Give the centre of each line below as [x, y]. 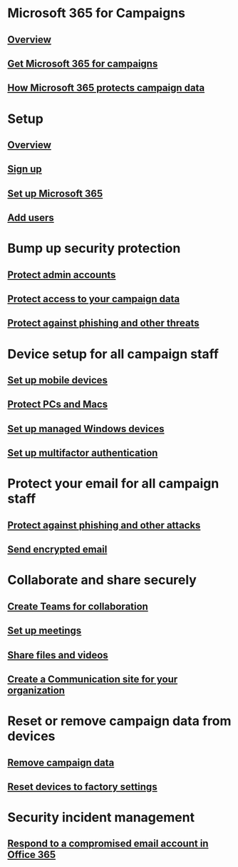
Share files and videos [58, 655]
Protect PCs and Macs [58, 405]
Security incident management [101, 817]
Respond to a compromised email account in [108, 844]
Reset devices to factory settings [83, 787]
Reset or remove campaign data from [119, 721]
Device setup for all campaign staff [113, 354]
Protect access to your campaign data [94, 299]
